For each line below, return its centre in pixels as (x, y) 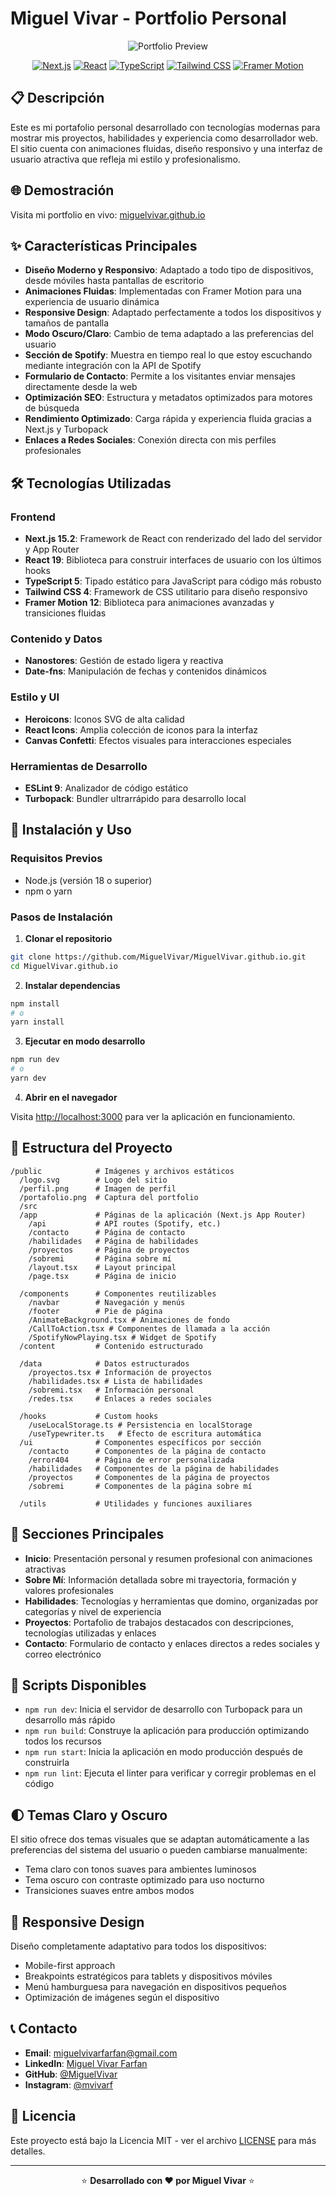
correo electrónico (63, 1654)
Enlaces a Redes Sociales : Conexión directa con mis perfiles (150, 440)
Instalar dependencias (72, 985)
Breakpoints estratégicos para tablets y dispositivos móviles (148, 1976)
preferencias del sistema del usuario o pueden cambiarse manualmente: (159, 1850)
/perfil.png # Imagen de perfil (98, 1188)
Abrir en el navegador (71, 1097)
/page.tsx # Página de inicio (102, 1276)
